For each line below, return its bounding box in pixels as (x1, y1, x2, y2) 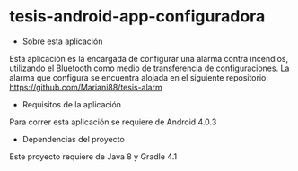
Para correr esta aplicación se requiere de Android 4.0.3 (9, 116, 217, 127)
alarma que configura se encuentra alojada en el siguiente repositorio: (9, 72, 269, 82)
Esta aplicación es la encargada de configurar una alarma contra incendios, (9, 53, 289, 64)
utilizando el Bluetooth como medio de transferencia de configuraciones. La (9, 63, 290, 73)
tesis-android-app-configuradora (9, 6, 266, 27)
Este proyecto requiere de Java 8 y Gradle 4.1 (9, 150, 178, 162)
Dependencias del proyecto (22, 133, 126, 144)
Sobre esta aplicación (22, 36, 103, 47)
